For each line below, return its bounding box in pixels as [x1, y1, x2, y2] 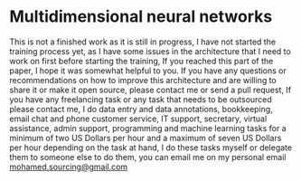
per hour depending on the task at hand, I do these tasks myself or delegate [9, 142, 292, 153]
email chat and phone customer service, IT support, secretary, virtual [9, 113, 268, 124]
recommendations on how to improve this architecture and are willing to [9, 74, 277, 85]
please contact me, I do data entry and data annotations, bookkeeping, [9, 103, 273, 114]
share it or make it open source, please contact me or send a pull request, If [9, 84, 292, 95]
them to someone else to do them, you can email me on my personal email [9, 151, 287, 162]
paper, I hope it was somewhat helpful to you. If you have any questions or [9, 65, 287, 76]
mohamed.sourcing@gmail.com [9, 161, 128, 172]
